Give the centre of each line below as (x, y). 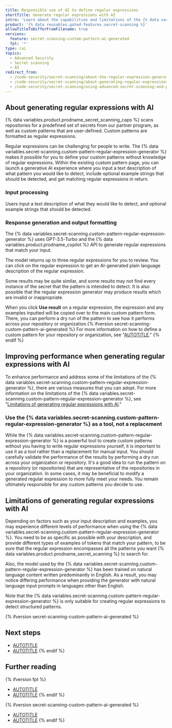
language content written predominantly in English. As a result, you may (81, 575)
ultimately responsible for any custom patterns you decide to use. (74, 484)
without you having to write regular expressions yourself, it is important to (83, 446)
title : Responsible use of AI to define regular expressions (72, 10)
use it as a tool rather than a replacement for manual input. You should (79, 452)
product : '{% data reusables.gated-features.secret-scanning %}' (76, 24)
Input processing (27, 193)
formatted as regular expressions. (41, 136)
